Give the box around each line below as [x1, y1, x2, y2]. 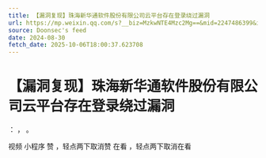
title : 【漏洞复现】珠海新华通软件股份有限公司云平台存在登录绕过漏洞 [8, 11, 210, 20]
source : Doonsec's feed [8, 26, 87, 34]
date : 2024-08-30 [8, 33, 66, 42]
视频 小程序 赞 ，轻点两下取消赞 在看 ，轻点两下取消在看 [8, 141, 192, 151]
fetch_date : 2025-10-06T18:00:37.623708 [8, 41, 144, 49]
